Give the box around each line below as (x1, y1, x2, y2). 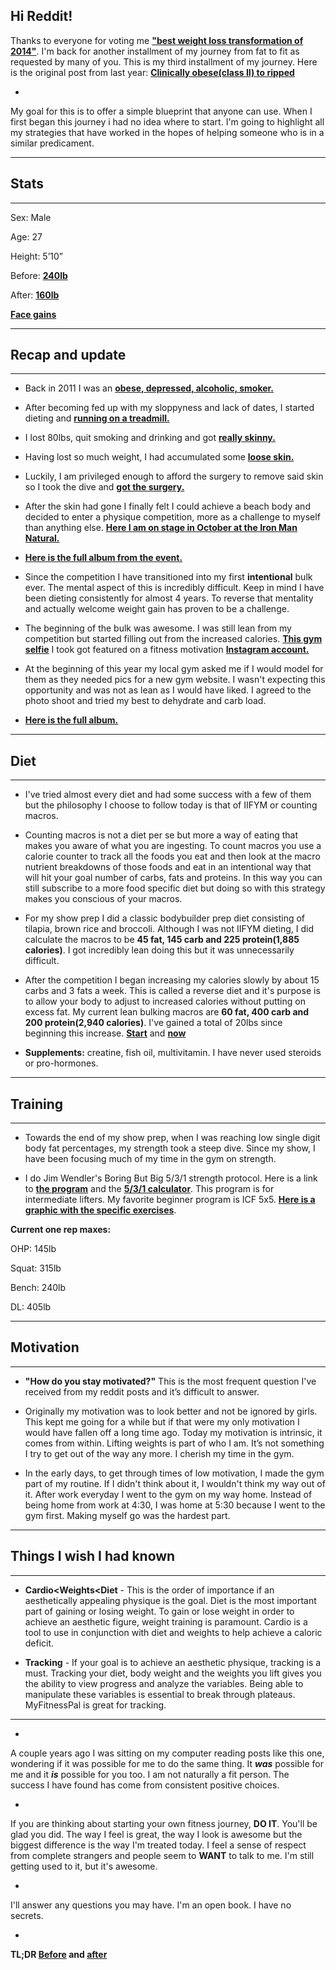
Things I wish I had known (10, 1548, 176, 1565)
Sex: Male (10, 211, 52, 223)
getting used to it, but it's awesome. (10, 1860, 158, 1872)
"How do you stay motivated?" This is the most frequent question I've (24, 1375, 317, 1387)
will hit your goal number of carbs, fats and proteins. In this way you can (24, 872, 323, 884)
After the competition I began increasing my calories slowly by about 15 (24, 974, 320, 986)
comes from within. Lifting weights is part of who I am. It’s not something (24, 1437, 325, 1449)
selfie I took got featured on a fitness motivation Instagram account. (24, 644, 310, 656)
